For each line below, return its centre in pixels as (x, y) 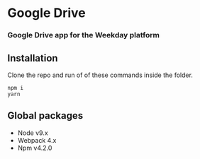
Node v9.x (33, 133)
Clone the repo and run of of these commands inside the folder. (100, 75)
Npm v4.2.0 (35, 148)
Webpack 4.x (37, 140)
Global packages (45, 116)
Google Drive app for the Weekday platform (84, 35)
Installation (33, 58)
